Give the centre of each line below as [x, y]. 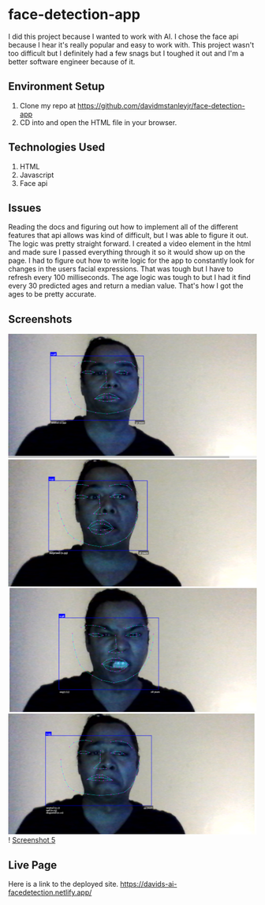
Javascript [37, 175]
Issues [25, 208]
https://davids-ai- [149, 884]
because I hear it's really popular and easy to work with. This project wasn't [131, 44]
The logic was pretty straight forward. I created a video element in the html [130, 244]
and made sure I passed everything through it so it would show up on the [127, 252]
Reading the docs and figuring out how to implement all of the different [123, 227]
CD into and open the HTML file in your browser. [98, 122]
